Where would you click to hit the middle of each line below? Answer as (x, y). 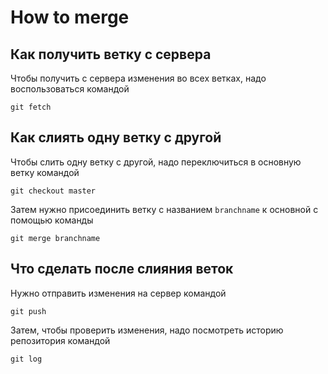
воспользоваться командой (70, 89)
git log (26, 359)
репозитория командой (60, 340)
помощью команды (52, 220)
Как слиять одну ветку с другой (116, 137)
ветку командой (45, 172)
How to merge (70, 17)
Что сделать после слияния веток (122, 269)
